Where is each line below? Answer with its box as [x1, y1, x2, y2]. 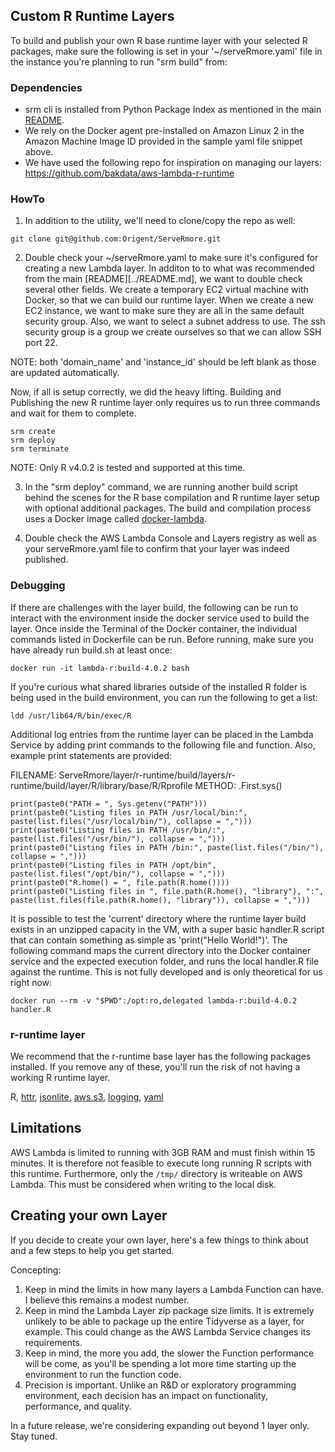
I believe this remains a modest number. [24, 1294, 190, 1306]
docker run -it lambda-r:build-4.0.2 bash [10, 663, 190, 673]
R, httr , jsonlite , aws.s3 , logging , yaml [10, 1091, 164, 1103]
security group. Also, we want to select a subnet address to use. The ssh [24, 315, 326, 328]
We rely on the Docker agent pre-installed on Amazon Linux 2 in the [24, 125, 305, 137]
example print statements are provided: [10, 749, 173, 761]
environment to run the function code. [24, 1368, 182, 1380]
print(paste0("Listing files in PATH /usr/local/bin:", [10, 807, 248, 818]
